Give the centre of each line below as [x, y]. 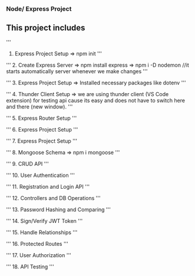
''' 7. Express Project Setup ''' [42, 141]
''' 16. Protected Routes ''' [37, 244]
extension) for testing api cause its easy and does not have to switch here [96, 100]
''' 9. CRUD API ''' [27, 163]
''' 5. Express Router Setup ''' [42, 118]
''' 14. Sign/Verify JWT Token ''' [44, 221]
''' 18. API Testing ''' [30, 267]
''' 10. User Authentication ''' [41, 175]
